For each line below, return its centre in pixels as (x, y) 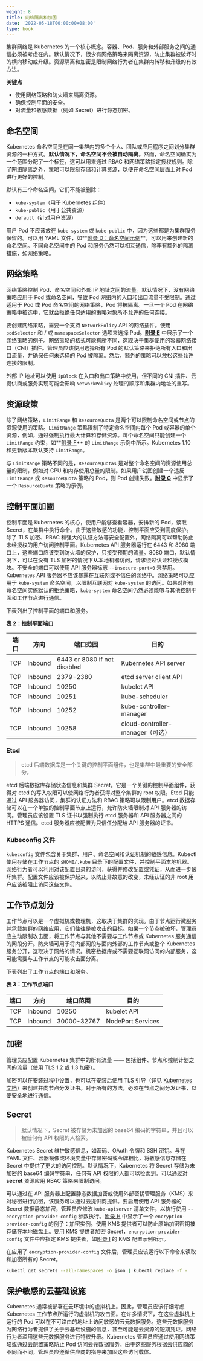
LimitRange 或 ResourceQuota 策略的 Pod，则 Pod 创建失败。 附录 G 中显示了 (100, 478)
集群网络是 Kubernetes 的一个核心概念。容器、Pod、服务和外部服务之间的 (98, 47)
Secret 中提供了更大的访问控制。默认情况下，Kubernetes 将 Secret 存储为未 (101, 1165)
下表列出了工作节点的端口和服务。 (49, 971)
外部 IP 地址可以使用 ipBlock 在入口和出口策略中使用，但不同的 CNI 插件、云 (101, 376)
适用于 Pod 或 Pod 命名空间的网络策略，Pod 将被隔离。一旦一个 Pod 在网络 (100, 304)
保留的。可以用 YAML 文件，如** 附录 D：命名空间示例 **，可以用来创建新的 (100, 238)
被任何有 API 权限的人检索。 (56, 1137)
